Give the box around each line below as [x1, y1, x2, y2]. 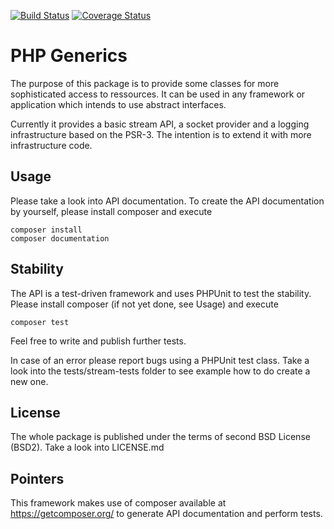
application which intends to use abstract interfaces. [10, 98, 227, 110]
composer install [10, 225, 83, 235]
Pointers [10, 470, 65, 487]
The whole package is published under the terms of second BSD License [10, 431, 311, 443]
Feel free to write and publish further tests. [10, 335, 187, 347]
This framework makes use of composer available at [10, 497, 227, 509]
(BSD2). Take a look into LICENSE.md [10, 441, 165, 454]
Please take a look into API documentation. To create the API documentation [10, 195, 325, 207]
